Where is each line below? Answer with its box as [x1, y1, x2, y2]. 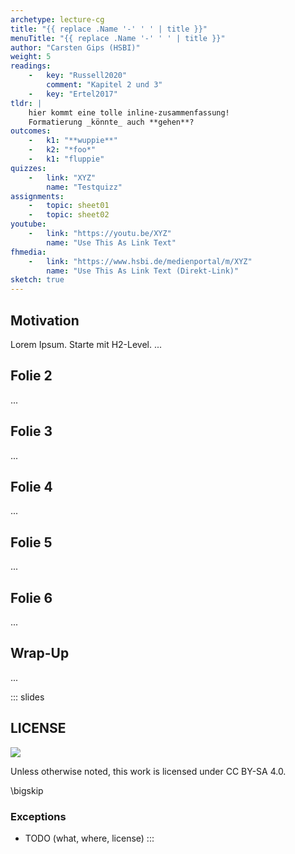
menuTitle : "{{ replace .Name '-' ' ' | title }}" [10, 33, 226, 43]
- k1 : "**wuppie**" [28, 136, 118, 146]
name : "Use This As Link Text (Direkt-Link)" [46, 266, 240, 276]
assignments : [10, 191, 65, 201]
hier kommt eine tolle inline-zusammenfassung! [28, 107, 230, 118]
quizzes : [10, 163, 47, 173]
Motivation [10, 312, 80, 329]
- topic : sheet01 [28, 201, 110, 211]
